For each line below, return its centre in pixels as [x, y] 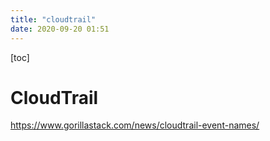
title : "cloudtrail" [53, 19]
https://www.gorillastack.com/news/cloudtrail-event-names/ [135, 125]
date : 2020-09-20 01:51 [60, 29]
